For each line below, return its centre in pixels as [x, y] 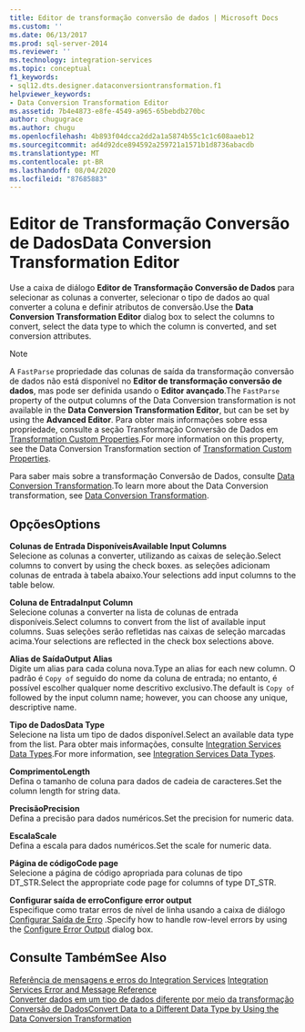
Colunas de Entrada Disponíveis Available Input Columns [118, 546]
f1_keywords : [34, 77]
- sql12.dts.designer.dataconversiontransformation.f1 [116, 86]
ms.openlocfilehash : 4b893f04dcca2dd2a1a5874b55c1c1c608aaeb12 [132, 137]
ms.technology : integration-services [81, 60]
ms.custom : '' [36, 26]
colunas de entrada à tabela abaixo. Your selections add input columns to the [153, 575]
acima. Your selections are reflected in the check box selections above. [142, 641]
